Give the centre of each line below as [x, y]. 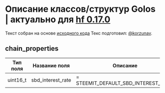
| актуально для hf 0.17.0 [58, 19]
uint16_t [17, 80]
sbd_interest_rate [51, 80]
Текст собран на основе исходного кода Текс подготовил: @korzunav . [79, 33]
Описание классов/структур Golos [80, 9]
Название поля [51, 65]
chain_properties [32, 48]
